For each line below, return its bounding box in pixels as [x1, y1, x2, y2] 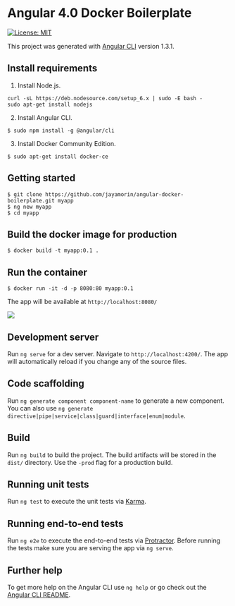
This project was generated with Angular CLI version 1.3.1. [7, 42, 174, 50]
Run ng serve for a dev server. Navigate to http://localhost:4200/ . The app [7, 350, 229, 358]
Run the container [7, 266, 88, 278]
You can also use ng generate [7, 404, 94, 412]
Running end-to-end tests [7, 517, 124, 530]
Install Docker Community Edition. [17, 139, 116, 147]
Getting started [7, 172, 76, 184]
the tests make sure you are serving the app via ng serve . [7, 544, 174, 552]
